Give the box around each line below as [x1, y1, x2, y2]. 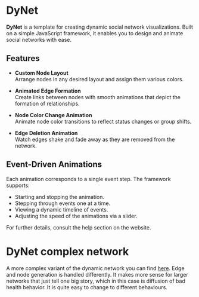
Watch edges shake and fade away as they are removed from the [14, 136, 175, 143]
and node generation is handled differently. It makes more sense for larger [6, 271, 189, 278]
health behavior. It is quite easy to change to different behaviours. [6, 283, 168, 290]
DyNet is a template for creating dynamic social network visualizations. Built [6, 23, 194, 30]
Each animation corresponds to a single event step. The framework [6, 175, 171, 182]
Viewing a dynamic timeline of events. [14, 206, 108, 213]
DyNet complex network [6, 244, 129, 258]
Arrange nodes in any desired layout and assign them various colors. [14, 75, 184, 82]
